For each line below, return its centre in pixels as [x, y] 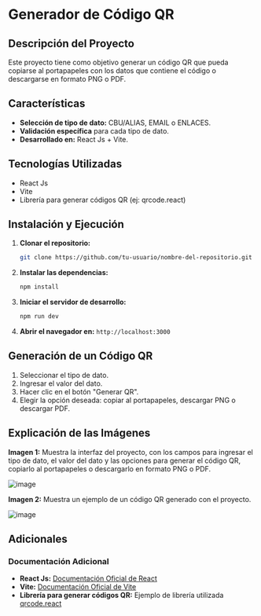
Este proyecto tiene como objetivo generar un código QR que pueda [118, 62]
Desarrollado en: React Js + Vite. [74, 139]
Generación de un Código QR [81, 356]
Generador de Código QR [91, 15]
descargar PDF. [45, 408]
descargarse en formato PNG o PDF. [67, 79]
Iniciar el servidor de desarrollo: [73, 302]
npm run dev [39, 317]
